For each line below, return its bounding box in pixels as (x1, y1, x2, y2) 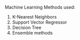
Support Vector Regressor (12, 19, 67, 25)
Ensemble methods (12, 30, 53, 35)
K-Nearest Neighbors (12, 14, 57, 19)
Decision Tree (12, 24, 42, 30)
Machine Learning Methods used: (5, 4, 75, 10)
